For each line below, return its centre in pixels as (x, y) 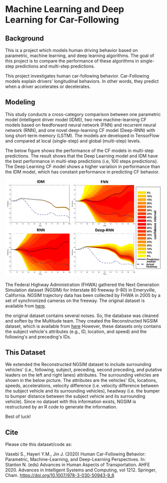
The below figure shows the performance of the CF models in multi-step (80, 150)
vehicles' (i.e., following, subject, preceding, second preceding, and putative (84, 370)
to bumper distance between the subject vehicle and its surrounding (75, 396)
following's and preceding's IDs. (38, 336)
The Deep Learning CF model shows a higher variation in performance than (83, 166)
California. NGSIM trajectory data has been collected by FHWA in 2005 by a (83, 295)
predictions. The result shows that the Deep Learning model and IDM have (82, 155)
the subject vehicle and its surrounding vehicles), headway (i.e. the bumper (83, 391)
